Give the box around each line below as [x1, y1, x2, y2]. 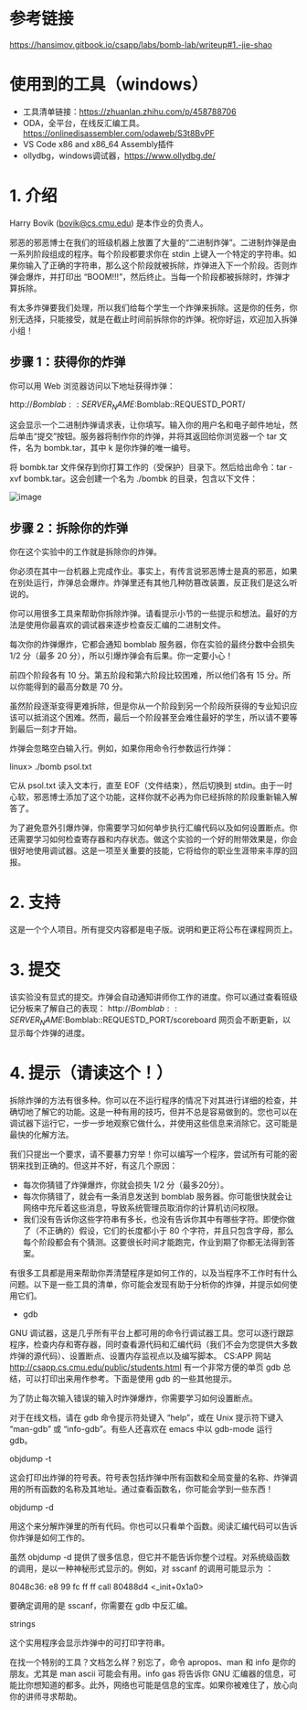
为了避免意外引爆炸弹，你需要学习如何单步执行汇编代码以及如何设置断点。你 [9, 822, 298, 833]
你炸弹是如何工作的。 [9, 1532, 90, 1543]
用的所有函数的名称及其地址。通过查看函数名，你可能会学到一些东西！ [9, 1483, 274, 1494]
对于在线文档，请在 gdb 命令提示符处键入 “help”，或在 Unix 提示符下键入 [9, 1412, 284, 1423]
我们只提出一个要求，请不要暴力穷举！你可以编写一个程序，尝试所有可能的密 [9, 1149, 298, 1160]
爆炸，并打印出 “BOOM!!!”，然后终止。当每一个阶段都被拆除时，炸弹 [25, 271, 283, 282]
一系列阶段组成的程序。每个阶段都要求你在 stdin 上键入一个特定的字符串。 [9, 248, 289, 259]
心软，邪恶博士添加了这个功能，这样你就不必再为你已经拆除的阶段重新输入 [9, 792, 290, 803]
